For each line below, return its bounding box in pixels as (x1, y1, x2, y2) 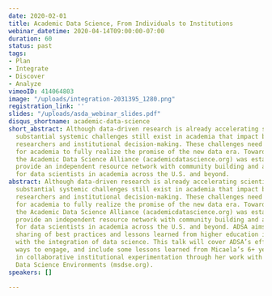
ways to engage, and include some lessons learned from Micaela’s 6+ (15, 246, 255, 254)
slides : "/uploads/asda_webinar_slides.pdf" (8, 110, 161, 118)
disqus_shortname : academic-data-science (8, 118, 151, 126)
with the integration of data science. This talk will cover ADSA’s (15, 238, 252, 247)
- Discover (8, 72, 45, 80)
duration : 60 (8, 34, 53, 43)
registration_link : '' (8, 102, 85, 110)
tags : (8, 49, 27, 58)
